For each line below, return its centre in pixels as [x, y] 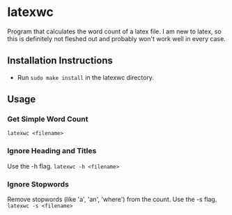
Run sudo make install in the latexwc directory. [86, 77]
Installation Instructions [60, 61]
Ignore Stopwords [38, 184]
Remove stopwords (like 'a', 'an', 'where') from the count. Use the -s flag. [112, 200]
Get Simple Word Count [48, 119]
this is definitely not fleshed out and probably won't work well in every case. [117, 38]
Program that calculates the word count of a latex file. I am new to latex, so [114, 31]
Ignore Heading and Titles [52, 151]
